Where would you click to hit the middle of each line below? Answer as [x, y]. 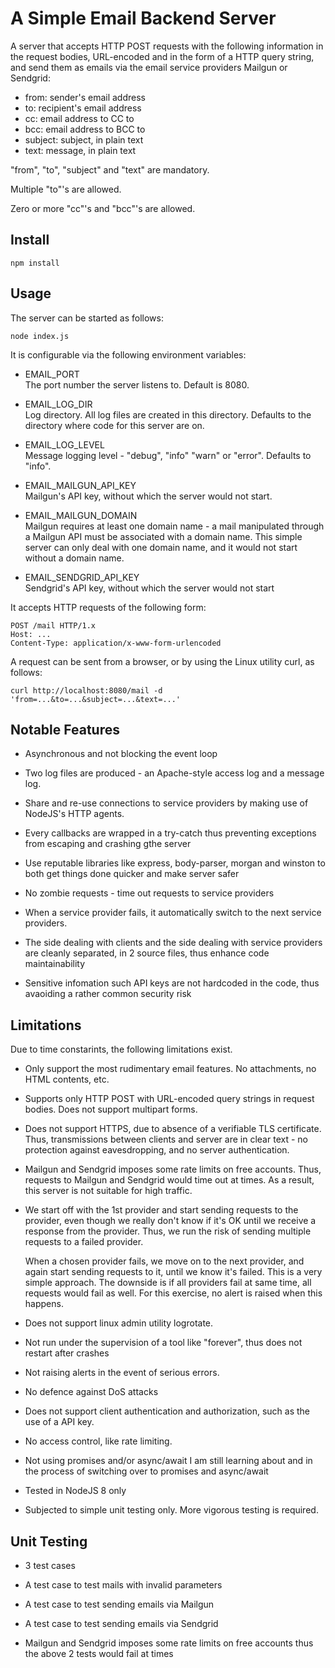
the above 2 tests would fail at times [99, 1653]
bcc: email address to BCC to [85, 129]
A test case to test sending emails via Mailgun [119, 1604]
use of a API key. [59, 1422]
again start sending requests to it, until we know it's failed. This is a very [173, 1272]
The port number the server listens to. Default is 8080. [137, 384]
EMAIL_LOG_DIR [58, 404]
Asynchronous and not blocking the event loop [121, 754]
